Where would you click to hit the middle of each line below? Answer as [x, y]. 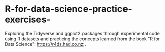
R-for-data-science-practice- [68, 9]
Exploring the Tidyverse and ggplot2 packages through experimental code [82, 33]
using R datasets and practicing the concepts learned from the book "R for [82, 39]
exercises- [28, 20]
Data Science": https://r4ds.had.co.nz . [46, 44]
